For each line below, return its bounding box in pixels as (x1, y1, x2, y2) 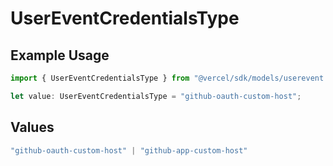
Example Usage (10, 47, 110, 64)
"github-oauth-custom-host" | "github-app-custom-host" (10, 145, 248, 156)
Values (10, 119, 55, 136)
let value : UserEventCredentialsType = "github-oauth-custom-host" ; (10, 91, 302, 101)
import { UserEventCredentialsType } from (10, 73, 190, 83)
